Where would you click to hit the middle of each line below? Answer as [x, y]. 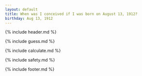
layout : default [21, 9]
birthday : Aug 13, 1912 [29, 18]
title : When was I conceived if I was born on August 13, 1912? [71, 14]
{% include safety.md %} [30, 60]
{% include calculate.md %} [33, 51]
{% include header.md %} [31, 32]
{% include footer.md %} [30, 69]
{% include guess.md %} [30, 41]
